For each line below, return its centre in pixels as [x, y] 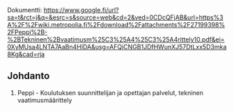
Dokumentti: [25, 10]
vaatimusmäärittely [45, 100]
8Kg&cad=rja [26, 54]
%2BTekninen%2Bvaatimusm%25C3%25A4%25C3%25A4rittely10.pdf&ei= [116, 40]
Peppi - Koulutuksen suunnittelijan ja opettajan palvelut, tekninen [110, 92]
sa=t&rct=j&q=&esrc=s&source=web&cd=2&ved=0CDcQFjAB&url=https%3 [116, 17]
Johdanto [29, 76]
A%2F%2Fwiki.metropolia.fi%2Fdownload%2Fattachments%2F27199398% [116, 25]
